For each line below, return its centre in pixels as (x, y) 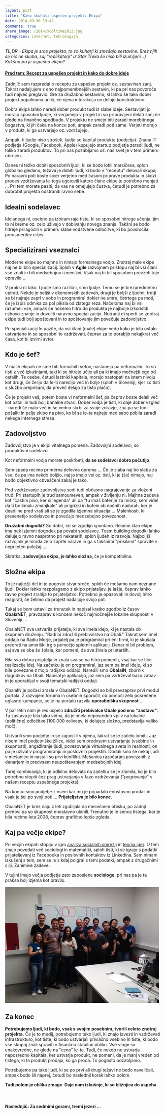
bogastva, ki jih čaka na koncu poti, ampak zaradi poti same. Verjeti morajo (81, 125)
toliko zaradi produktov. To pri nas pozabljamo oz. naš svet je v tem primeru (82, 150)
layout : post (18, 10)
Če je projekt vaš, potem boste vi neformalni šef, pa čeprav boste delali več (82, 397)
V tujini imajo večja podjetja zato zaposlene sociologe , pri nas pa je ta (76, 875)
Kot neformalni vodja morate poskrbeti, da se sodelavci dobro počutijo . (78, 460)
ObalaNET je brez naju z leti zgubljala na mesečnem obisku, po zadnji (76, 807)
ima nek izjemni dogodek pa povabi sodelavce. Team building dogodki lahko (82, 531)
